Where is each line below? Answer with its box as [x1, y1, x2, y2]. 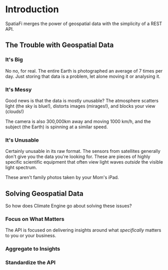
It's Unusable [5, 137, 39, 144]
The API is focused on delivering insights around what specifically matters [5, 227, 162, 233]
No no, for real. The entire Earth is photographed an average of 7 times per [5, 67, 163, 74]
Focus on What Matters [5, 215, 65, 222]
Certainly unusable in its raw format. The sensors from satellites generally [5, 148, 161, 154]
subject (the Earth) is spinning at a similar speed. [5, 124, 108, 130]
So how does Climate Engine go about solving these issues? [5, 203, 132, 209]
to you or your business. [5, 233, 56, 239]
